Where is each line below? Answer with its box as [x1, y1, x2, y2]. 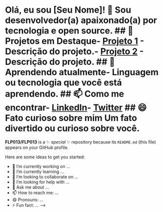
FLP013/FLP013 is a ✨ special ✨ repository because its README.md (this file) [5, 139, 156, 145]
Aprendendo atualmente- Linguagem [5, 67, 159, 78]
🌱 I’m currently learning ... [12, 169, 64, 174]
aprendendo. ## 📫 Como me [5, 88, 124, 100]
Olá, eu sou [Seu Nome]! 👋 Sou [5, 4, 131, 16]
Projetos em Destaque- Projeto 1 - [5, 36, 144, 47]
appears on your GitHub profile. [5, 144, 69, 150]
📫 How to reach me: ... [12, 190, 59, 195]
